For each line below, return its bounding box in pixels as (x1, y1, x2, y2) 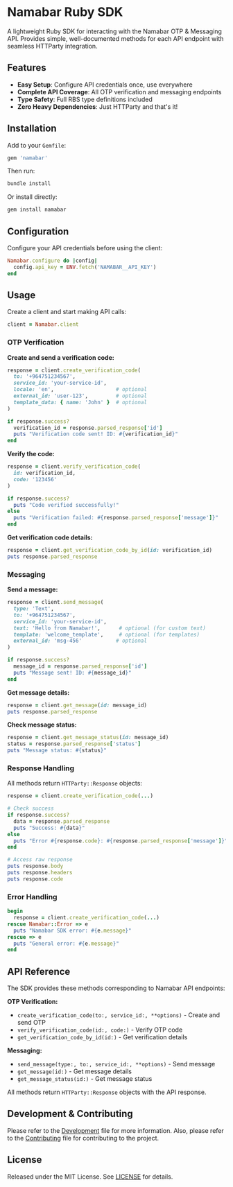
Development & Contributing (7, 1108, 133, 1120)
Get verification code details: (7, 533, 93, 541)
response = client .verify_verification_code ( (7, 463, 141, 470)
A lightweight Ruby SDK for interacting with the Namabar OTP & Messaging (7, 27, 222, 35)
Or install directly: (7, 193, 58, 201)
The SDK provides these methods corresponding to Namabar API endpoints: (7, 984, 225, 992)
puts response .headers (7, 869, 73, 876)
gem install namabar (7, 206, 67, 214)
